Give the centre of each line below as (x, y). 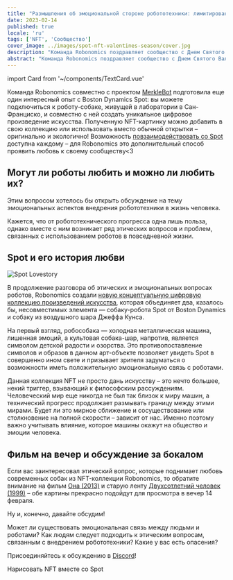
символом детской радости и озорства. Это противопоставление (105, 346)
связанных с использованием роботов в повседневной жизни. (101, 236)
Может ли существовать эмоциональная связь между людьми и (103, 527)
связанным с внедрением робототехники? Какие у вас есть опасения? (113, 543)
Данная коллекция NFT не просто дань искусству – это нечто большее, (114, 381)
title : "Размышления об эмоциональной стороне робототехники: (99, 14)
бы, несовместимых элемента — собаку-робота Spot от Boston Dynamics (116, 310)
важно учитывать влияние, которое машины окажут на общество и (107, 425)
